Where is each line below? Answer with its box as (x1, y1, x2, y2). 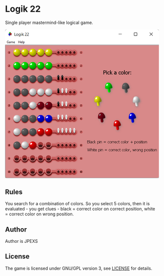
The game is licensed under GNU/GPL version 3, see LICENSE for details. (5, 265, 153, 271)
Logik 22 (5, 3, 41, 15)
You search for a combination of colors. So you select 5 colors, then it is (5, 201, 150, 207)
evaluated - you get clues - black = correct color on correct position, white (5, 206, 155, 212)
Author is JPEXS (5, 238, 38, 244)
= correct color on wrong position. (5, 211, 74, 217)
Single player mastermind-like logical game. (5, 20, 94, 25)
